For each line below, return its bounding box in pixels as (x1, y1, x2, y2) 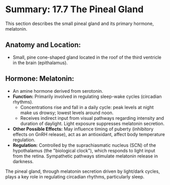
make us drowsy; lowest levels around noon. (20, 110, 114, 116)
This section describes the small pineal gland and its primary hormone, (5, 20, 154, 27)
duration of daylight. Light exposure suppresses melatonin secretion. (20, 120, 165, 126)
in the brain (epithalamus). (12, 60, 68, 66)
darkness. (12, 158, 34, 164)
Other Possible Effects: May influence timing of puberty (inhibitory (12, 126, 154, 132)
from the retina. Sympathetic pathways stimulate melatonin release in (12, 153, 158, 159)
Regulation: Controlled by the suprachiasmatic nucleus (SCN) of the (12, 142, 156, 148)
